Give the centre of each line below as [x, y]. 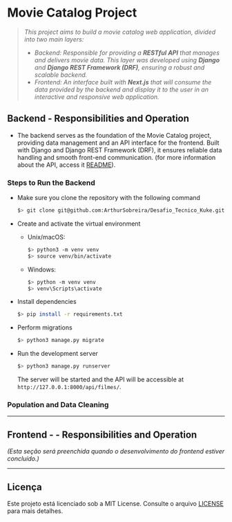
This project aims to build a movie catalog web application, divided [120, 32]
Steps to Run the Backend [51, 183]
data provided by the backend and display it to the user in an [122, 89]
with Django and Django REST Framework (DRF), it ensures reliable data [119, 150]
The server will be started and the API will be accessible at [100, 379]
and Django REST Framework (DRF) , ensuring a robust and [119, 67]
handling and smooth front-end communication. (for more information [116, 157]
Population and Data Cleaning [58, 404]
